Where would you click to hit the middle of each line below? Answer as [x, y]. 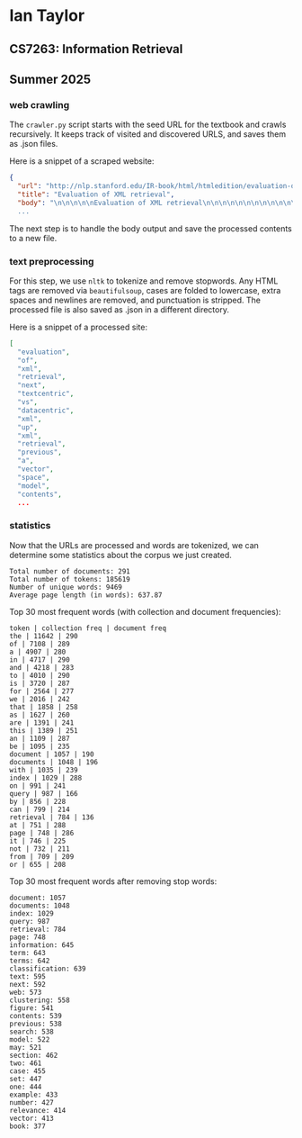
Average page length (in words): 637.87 [86, 595]
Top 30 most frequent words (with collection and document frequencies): [145, 611]
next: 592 [28, 984]
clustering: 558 [40, 1000]
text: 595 [28, 976]
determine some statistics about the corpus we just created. [120, 555]
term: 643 [28, 953]
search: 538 [31, 1032]
